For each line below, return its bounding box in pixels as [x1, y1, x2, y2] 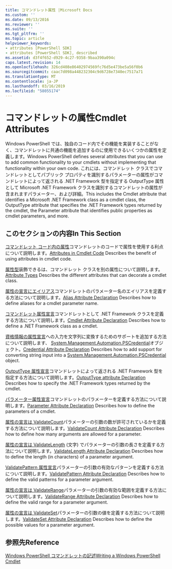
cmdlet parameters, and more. [5, 213, 69, 219]
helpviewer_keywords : [5, 41, 52, 46]
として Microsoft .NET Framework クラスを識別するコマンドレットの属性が [5, 185, 163, 191]
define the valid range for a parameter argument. [5, 499, 109, 506]
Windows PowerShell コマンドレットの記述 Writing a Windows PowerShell [5, 553, 161, 559]
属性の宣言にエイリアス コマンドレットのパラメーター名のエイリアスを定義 [5, 288, 162, 294]
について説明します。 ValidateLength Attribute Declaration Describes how [9, 448, 163, 454]
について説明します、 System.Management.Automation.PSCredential [5, 340, 150, 346]
